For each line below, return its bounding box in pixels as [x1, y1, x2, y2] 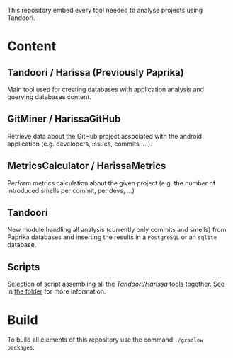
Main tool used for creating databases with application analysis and [7, 85, 204, 93]
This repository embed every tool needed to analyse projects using [7, 6, 203, 14]
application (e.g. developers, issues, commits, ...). [7, 139, 152, 148]
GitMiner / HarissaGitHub [7, 113, 121, 125]
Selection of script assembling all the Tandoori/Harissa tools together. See [7, 279, 225, 289]
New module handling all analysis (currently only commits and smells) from [7, 226, 227, 234]
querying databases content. [7, 93, 92, 101]
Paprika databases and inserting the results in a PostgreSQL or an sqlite [7, 233, 217, 241]
